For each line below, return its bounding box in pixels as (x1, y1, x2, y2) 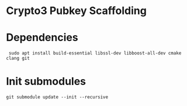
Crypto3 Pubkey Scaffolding (6, 4, 147, 18)
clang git (6, 56, 30, 61)
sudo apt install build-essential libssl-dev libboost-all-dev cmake (8, 50, 182, 56)
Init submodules (6, 75, 86, 88)
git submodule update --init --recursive (6, 94, 109, 100)
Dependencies (6, 31, 78, 45)
